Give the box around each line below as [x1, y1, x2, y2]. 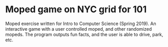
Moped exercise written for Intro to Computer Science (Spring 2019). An [5, 20, 156, 27]
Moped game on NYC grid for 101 [5, 4, 147, 15]
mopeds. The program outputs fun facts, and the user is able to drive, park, [5, 31, 163, 37]
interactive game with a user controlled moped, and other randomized [5, 26, 152, 32]
